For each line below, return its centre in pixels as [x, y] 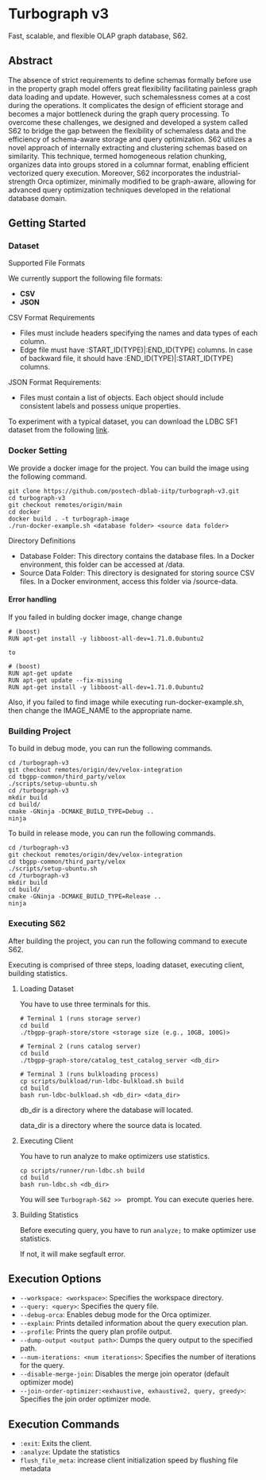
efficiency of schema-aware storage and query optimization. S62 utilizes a [130, 139]
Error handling [33, 599]
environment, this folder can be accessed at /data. [102, 564]
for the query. [42, 1366]
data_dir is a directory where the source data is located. [111, 1125]
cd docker [25, 512]
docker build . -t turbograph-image [69, 519]
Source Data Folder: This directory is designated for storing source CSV [137, 572]
